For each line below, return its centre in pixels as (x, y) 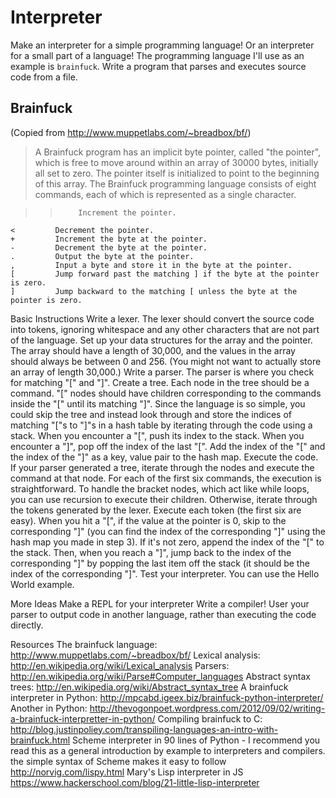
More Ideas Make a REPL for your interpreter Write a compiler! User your (160, 603)
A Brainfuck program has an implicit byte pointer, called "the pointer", (178, 152)
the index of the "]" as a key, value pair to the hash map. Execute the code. (164, 457)
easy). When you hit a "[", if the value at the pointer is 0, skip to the (148, 520)
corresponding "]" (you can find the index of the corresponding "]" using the (168, 531)
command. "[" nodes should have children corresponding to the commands (166, 393)
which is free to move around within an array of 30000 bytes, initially (176, 162)
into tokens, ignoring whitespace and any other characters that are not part (165, 329)
